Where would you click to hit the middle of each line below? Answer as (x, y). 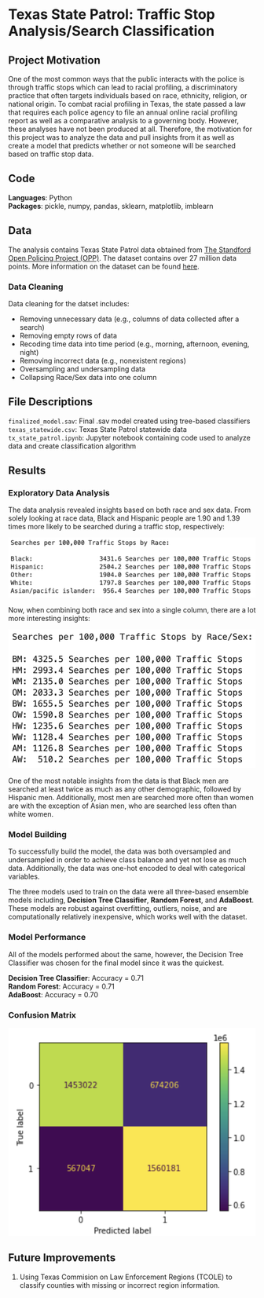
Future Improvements (62, 1258)
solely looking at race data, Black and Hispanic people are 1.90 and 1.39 (124, 518)
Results (27, 471)
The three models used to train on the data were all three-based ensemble (128, 892)
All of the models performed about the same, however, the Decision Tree (126, 954)
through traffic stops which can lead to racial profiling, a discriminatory (123, 87)
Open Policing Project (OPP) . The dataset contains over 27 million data (123, 258)
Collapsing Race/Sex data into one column (88, 377)
